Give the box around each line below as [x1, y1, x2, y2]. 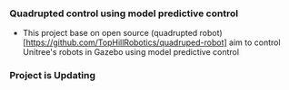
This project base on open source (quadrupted [22, 28, 198, 39]
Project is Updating [9, 69, 96, 82]
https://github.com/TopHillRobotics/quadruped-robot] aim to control [25, 37, 281, 48]
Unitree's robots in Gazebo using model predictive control [22, 47, 239, 58]
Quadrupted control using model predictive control [9, 7, 239, 20]
